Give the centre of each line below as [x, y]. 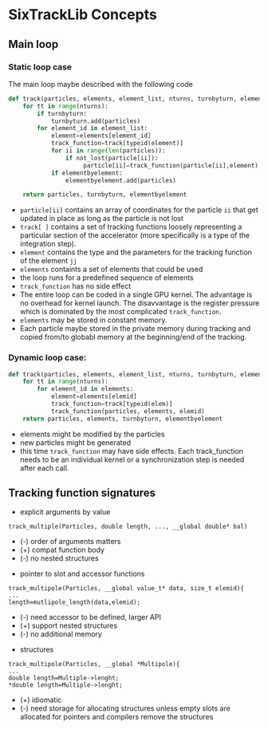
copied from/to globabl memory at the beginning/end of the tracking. [133, 337]
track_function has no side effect [75, 286]
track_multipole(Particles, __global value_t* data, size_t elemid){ [126, 589]
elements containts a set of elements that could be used [111, 270]
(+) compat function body [62, 550]
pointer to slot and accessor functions [82, 574]
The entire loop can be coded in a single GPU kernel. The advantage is [136, 295]
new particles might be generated [75, 442]
